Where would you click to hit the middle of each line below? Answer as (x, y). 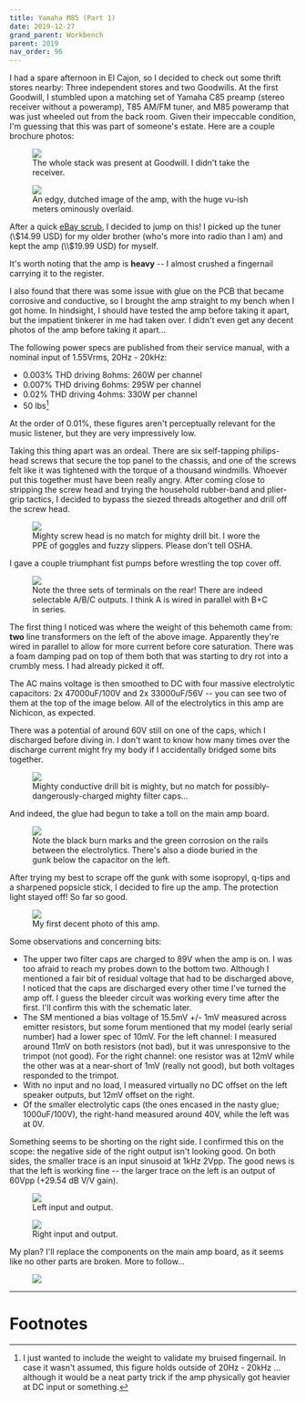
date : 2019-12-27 (42, 26)
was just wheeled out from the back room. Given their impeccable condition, (153, 117)
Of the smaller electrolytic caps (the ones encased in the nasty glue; (151, 1104)
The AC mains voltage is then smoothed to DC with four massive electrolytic (153, 683)
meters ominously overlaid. (83, 209)
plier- (277, 489)
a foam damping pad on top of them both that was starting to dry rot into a (149, 656)
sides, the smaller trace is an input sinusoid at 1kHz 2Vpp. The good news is (152, 1161)
